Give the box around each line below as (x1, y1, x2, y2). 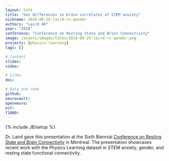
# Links (5, 73, 22, 78)
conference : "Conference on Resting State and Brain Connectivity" (5, 31, 150, 36)
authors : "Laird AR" (5, 21, 49, 27)
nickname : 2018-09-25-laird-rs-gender (5, 17, 87, 22)
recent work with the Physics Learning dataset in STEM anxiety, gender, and (5, 145, 164, 151)
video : (5, 64, 19, 69)
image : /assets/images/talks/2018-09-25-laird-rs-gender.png (5, 36, 137, 41)
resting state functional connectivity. (5, 150, 81, 156)
